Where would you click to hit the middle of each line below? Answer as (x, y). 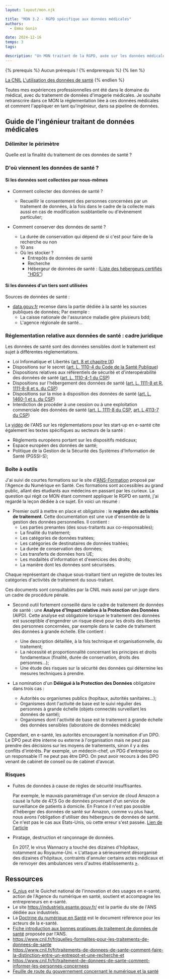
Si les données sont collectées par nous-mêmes (57, 180)
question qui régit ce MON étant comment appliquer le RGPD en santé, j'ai (82, 496)
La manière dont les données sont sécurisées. (68, 565)
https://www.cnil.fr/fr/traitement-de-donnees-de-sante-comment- (81, 961)
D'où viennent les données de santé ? (52, 168)
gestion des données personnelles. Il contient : (61, 522)
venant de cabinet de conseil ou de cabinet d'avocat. (60, 762)
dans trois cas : (28, 689)
